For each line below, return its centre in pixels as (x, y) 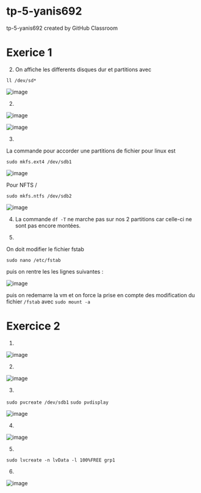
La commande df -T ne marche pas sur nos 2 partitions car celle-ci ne (104, 219)
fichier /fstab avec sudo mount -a (48, 302)
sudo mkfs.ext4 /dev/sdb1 (39, 162)
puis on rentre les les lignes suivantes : (55, 271)
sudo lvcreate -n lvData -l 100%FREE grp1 (61, 460)
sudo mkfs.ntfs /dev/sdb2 (39, 196)
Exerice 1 (29, 53)
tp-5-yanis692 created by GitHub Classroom (62, 28)
